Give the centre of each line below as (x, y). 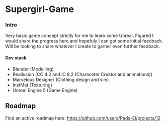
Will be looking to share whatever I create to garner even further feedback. (82, 46)
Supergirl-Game (40, 9)
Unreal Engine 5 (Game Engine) (45, 90)
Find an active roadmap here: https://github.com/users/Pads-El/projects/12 (83, 118)
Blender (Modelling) (33, 69)
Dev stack (16, 58)
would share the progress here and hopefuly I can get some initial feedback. (84, 41)
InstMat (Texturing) (32, 85)
